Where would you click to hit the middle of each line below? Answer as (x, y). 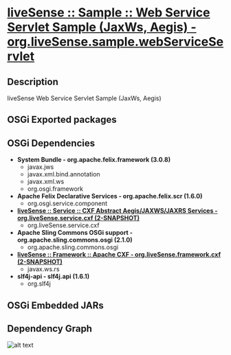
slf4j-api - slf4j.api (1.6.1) (53, 277)
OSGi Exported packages (62, 120)
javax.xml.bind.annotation (64, 174)
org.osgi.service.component (67, 203)
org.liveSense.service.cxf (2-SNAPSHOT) (78, 218)
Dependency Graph (50, 329)
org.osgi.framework (55, 189)
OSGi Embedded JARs (56, 305)
